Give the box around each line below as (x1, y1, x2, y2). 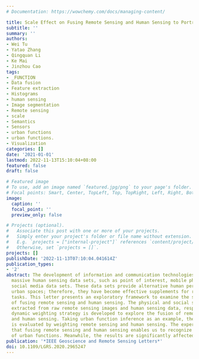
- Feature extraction (6, 85, 60, 92)
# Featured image (6, 179, 49, 185)
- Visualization (6, 140, 46, 146)
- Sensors (6, 124, 31, 130)
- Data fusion (6, 80, 41, 86)
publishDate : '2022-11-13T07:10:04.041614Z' (6, 255, 118, 261)
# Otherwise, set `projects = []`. (6, 244, 99, 251)
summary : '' (6, 30, 36, 36)
